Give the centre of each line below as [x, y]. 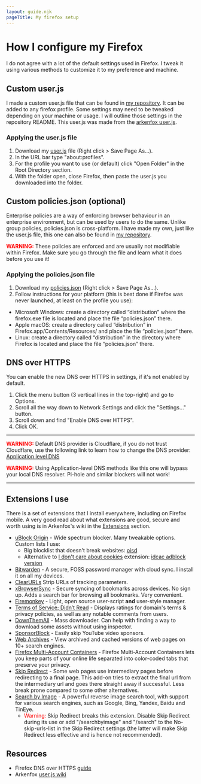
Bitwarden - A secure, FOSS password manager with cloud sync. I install [104, 570]
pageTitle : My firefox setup [42, 17]
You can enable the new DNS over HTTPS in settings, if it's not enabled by [98, 377]
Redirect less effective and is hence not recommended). [93, 735]
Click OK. [26, 427]
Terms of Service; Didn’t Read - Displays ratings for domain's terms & [100, 607]
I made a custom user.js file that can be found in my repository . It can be [95, 103]
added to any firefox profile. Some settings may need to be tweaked [90, 110]
